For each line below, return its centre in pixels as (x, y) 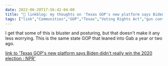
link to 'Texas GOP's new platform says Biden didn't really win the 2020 (79, 53)
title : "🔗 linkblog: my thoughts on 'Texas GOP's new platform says (78, 14)
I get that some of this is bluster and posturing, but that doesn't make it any (82, 33)
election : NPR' (20, 59)
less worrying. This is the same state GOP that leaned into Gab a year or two (84, 38)
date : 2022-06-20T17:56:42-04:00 (40, 10)
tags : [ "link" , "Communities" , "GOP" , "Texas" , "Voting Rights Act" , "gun (79, 19)
